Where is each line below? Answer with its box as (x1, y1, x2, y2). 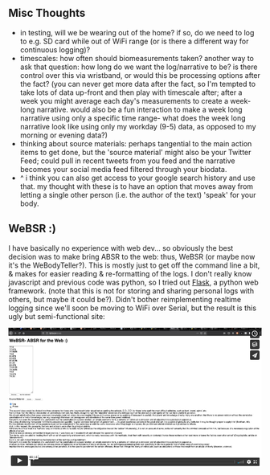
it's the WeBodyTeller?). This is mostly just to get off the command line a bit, (8, 260, 260, 270)
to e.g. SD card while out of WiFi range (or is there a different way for (19, 36, 249, 46)
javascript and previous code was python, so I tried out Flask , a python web (8, 277, 259, 287)
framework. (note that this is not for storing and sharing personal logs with (8, 285, 255, 296)
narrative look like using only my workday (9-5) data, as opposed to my (19, 121, 256, 131)
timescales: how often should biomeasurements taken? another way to (19, 53, 255, 63)
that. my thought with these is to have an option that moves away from (19, 181, 254, 191)
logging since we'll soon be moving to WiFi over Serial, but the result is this (8, 303, 257, 313)
